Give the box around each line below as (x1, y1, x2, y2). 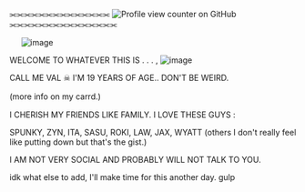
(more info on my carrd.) (9, 91, 102, 102)
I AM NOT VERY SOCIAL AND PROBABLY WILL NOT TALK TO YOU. (9, 155, 261, 165)
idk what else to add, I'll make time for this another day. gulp (9, 172, 236, 182)
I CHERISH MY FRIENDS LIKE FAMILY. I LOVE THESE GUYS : (9, 109, 236, 120)
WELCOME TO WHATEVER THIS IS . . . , (9, 55, 158, 66)
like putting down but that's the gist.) (9, 136, 147, 147)
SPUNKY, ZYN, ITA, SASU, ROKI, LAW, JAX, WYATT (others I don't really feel (9, 127, 297, 137)
